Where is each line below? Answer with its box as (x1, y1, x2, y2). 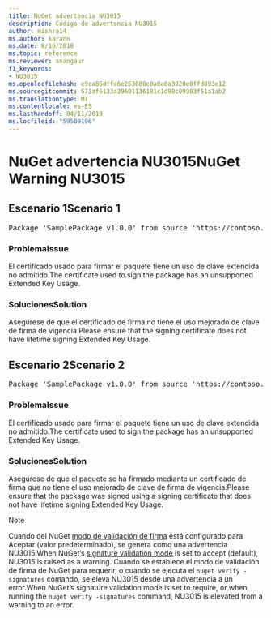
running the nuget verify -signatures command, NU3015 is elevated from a (8, 591, 263, 601)
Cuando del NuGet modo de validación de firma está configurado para (8, 530, 243, 540)
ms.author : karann (8, 34, 70, 43)
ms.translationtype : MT (8, 95, 89, 103)
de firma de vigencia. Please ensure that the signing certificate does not (8, 326, 247, 336)
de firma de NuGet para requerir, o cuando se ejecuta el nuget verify (8, 565, 240, 575)
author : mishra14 (8, 27, 67, 35)
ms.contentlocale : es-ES (8, 102, 92, 110)
